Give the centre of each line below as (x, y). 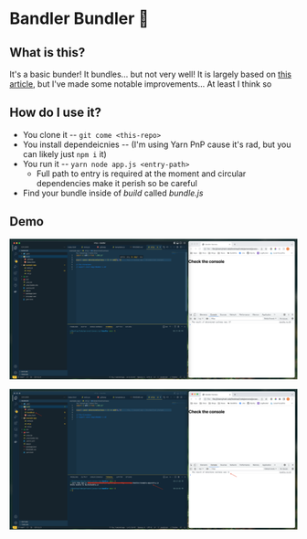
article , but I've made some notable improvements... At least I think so (141, 84)
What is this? (48, 53)
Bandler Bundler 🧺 (79, 19)
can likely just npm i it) (64, 153)
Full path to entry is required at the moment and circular (141, 174)
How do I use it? (56, 113)
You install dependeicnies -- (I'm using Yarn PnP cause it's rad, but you (157, 144)
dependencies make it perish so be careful (117, 183)
